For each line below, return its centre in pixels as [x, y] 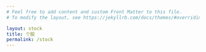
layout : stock [25, 28]
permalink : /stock [30, 40]
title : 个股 [21, 34]
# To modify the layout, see [44, 18]
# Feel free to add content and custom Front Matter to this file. [94, 12]
